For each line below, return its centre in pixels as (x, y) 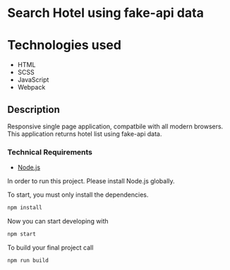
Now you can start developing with (58, 221)
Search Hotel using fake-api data (106, 13)
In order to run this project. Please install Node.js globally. (91, 181)
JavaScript (33, 80)
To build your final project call (50, 247)
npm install (25, 208)
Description (34, 110)
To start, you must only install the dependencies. (78, 195)
